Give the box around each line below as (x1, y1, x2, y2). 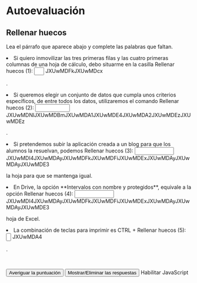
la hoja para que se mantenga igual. (6, 172, 93, 179)
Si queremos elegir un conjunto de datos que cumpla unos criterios (14, 91, 176, 98)
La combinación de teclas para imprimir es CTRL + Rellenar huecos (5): (14, 227, 186, 234)
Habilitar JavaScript (141, 269, 189, 276)
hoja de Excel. (6, 215, 40, 222)
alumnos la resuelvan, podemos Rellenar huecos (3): (6, 147, 133, 154)
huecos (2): (6, 104, 34, 111)
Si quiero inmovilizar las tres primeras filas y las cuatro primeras (14, 55, 169, 61)
